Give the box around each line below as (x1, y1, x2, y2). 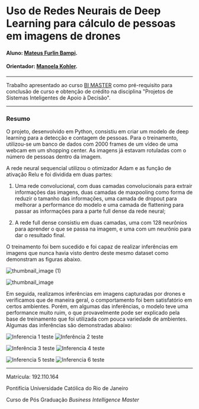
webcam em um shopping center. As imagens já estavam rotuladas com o (6, 147, 187, 154)
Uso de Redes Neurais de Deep (6, 4, 161, 18)
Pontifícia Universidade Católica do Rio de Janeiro (6, 385, 129, 392)
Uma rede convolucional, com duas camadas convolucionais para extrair (14, 183, 192, 190)
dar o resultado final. (14, 232, 66, 239)
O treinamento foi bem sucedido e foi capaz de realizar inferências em (6, 243, 178, 250)
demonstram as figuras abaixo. (6, 256, 82, 263)
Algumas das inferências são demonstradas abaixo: (6, 322, 132, 329)
